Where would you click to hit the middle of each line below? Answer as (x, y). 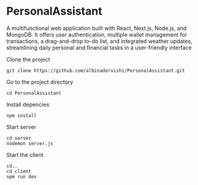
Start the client (25, 154)
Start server (21, 127)
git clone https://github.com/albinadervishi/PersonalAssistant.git (96, 71)
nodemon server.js (30, 143)
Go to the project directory (40, 82)
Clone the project (28, 59)
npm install (21, 115)
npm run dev (21, 176)
